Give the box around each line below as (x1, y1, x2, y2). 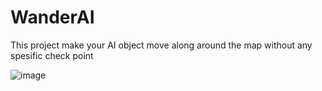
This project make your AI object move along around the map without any (10, 39, 313, 51)
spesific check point (10, 49, 94, 61)
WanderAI (10, 6, 95, 29)
